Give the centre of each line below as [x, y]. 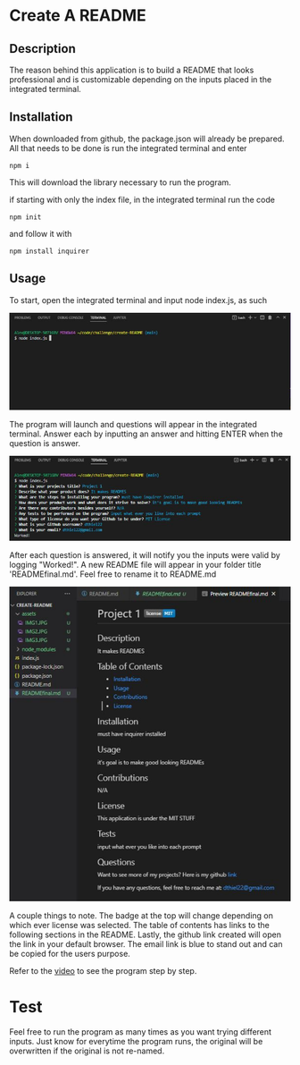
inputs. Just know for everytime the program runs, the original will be [136, 1041]
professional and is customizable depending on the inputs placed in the [141, 80]
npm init [25, 217]
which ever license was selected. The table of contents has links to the [139, 925]
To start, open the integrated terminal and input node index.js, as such [138, 300]
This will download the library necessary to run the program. [121, 182]
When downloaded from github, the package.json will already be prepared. [147, 139]
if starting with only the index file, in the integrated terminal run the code [142, 199]
